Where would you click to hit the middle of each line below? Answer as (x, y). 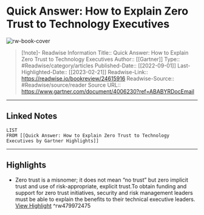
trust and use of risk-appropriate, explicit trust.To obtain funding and (101, 186)
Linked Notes (32, 116)
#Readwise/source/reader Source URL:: (71, 85)
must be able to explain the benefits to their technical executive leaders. (105, 199)
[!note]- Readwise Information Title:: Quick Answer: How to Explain (105, 52)
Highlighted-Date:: (44, 72)
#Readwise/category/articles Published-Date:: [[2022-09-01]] (98, 66)
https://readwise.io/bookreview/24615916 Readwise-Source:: (98, 78)
